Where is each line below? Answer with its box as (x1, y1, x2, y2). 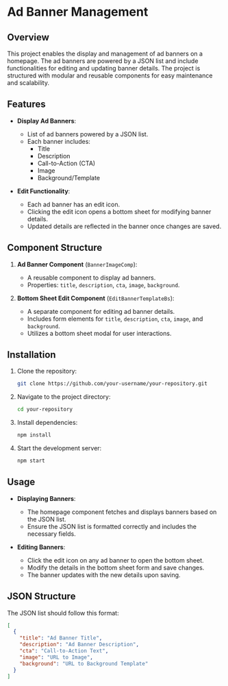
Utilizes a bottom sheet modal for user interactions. (27, 329, 172, 337)
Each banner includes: (27, 137, 91, 145)
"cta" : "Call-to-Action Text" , (19, 648, 109, 654)
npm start (16, 457, 46, 465)
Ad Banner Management (7, 4, 149, 20)
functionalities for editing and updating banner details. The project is (7, 64, 201, 72)
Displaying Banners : (16, 494, 76, 502)
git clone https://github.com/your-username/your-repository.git (16, 380, 207, 387)
